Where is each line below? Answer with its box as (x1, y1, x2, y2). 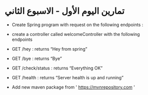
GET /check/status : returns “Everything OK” (11, 65, 103, 71)
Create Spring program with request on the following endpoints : (11, 22, 144, 28)
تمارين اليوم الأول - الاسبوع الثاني (4, 5, 125, 17)
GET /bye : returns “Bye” (11, 55, 62, 62)
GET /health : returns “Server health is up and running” (11, 74, 124, 80)
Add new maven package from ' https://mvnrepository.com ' (11, 84, 135, 90)
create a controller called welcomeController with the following (11, 31, 140, 37)
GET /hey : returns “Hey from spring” (11, 46, 88, 52)
